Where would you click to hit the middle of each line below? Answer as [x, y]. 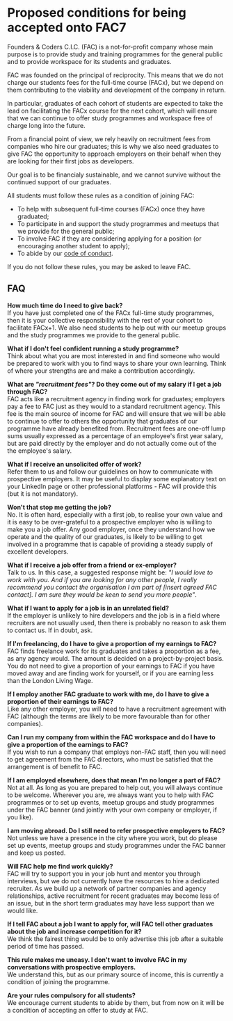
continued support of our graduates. [59, 182]
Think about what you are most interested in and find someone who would [114, 355]
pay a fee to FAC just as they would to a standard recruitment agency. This [114, 406]
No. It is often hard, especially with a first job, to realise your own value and [115, 514]
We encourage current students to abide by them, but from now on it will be [116, 1002]
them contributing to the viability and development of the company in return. [116, 90]
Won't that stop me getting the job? [59, 507]
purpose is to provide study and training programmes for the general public [115, 54]
